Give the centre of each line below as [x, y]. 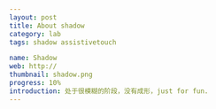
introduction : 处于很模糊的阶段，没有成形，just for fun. [109, 91]
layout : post [33, 17]
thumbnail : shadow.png [51, 75]
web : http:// [33, 66]
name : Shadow [33, 58]
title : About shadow [47, 26]
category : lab [35, 34]
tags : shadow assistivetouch [63, 42]
